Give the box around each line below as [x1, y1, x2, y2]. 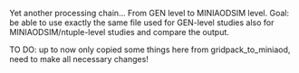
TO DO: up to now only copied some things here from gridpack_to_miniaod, [9, 44, 291, 55]
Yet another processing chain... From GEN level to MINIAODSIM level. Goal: [9, 8, 290, 18]
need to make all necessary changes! [9, 54, 149, 64]
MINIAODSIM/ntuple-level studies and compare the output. [9, 27, 229, 37]
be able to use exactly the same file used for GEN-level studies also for [9, 17, 275, 28]
